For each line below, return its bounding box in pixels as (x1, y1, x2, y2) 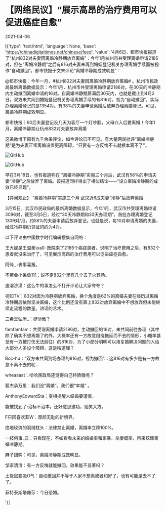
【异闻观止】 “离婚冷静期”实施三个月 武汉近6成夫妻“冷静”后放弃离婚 (5, 195, 144, 201)
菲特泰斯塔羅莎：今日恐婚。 (5, 489, 62, 495)
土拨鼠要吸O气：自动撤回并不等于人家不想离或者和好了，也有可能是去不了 (5, 472, 156, 478)
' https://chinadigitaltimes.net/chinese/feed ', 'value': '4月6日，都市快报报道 (5, 49, 157, 55)
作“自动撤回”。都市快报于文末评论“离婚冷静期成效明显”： (5, 67, 121, 73)
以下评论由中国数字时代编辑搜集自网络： (5, 234, 87, 240)
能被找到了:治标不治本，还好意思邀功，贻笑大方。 (5, 403, 106, 409)
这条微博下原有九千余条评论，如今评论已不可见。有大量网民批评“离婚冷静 (5, 136, 155, 142)
